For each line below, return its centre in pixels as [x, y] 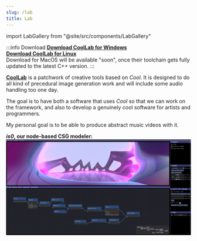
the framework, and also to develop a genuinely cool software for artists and [98, 107]
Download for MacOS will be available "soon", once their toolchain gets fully [98, 60]
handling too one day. [32, 89]
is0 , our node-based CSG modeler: [49, 136]
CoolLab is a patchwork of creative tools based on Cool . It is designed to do [98, 77]
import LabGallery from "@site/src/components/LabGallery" [79, 36]
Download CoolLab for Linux [41, 53]
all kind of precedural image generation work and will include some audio [94, 83]
